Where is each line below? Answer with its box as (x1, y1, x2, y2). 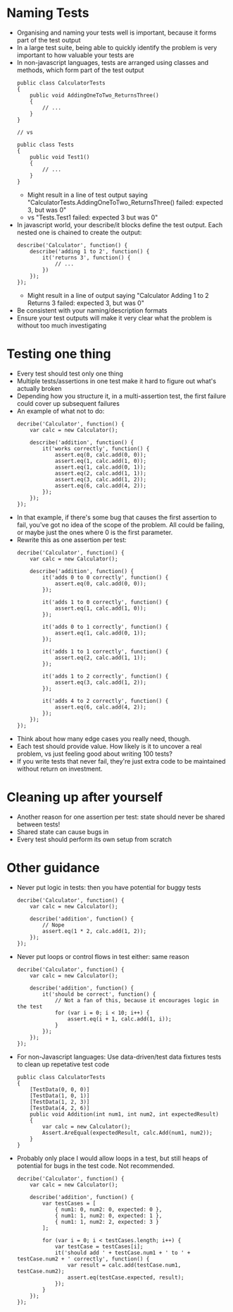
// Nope (42, 921, 65, 929)
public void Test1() (30, 153, 90, 160)
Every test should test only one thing (16, 369, 124, 378)
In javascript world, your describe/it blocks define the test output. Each (16, 220, 223, 229)
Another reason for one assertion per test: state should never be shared (16, 812, 225, 821)
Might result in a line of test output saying (27, 191, 149, 199)
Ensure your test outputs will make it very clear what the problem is (16, 313, 213, 322)
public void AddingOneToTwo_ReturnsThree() (30, 92, 159, 99)
